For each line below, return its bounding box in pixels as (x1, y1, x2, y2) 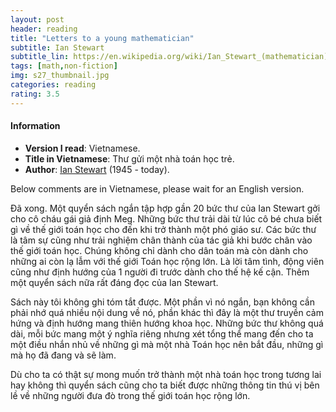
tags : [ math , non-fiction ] (10, 61, 118, 71)
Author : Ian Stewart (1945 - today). (24, 163, 170, 175)
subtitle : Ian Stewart (10, 42, 105, 53)
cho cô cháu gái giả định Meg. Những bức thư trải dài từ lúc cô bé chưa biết (10, 212, 323, 225)
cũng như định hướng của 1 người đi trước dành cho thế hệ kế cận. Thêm (10, 266, 310, 278)
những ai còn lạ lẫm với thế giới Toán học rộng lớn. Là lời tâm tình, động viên (10, 255, 325, 267)
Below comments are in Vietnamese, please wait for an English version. (10, 182, 305, 195)
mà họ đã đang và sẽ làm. (10, 349, 117, 361)
